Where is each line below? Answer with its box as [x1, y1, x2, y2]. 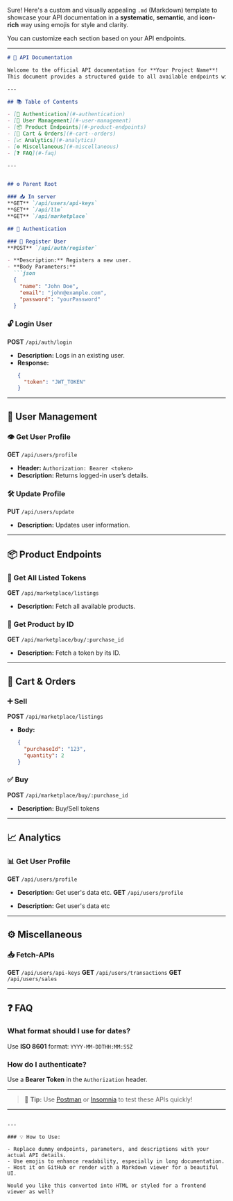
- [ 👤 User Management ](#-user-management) [7, 118, 132, 125]
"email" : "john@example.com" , [19, 289, 107, 296]
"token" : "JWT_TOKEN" [24, 379, 87, 385]
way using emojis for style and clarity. [20, 21, 129, 29]
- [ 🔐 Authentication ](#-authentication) [7, 111, 126, 118]
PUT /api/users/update [7, 507, 75, 516]
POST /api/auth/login [7, 337, 73, 346]
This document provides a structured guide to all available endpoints [7, 73, 218, 80]
